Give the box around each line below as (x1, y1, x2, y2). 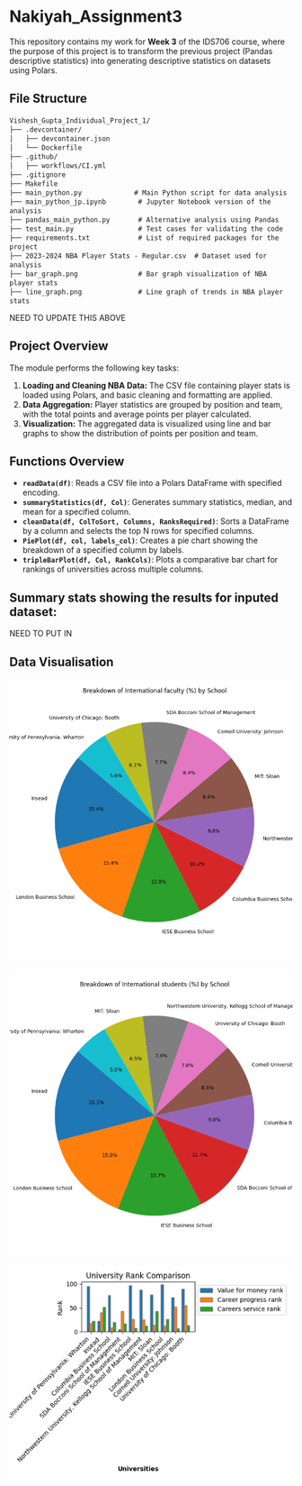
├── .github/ (9, 151, 58, 161)
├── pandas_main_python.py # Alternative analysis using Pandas (9, 215, 280, 225)
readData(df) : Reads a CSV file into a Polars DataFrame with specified (22, 478, 282, 489)
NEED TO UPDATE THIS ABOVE (9, 312, 126, 323)
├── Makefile (9, 179, 58, 188)
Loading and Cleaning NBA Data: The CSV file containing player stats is (22, 380, 290, 390)
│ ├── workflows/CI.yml (9, 161, 106, 170)
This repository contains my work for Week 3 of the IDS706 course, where (9, 36, 286, 47)
